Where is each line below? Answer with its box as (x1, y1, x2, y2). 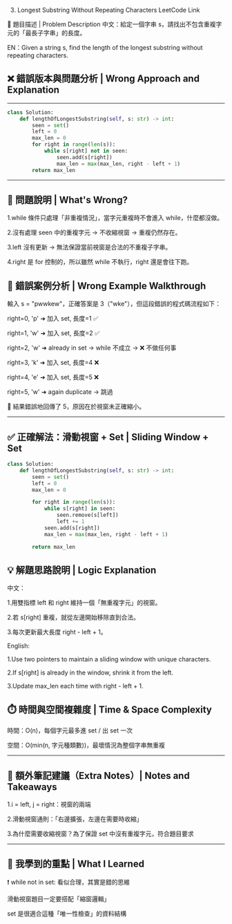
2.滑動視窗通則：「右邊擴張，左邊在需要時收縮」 (7, 815, 143, 823)
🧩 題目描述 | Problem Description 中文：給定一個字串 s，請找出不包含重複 (7, 20, 216, 28)
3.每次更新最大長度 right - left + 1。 (7, 628, 107, 637)
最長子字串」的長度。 (25, 29, 86, 37)
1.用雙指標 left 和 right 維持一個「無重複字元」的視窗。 (7, 598, 162, 607)
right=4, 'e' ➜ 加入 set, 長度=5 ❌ (7, 373, 99, 381)
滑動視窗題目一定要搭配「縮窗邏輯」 (7, 894, 110, 903)
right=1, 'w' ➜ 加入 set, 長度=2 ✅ (7, 329, 100, 337)
